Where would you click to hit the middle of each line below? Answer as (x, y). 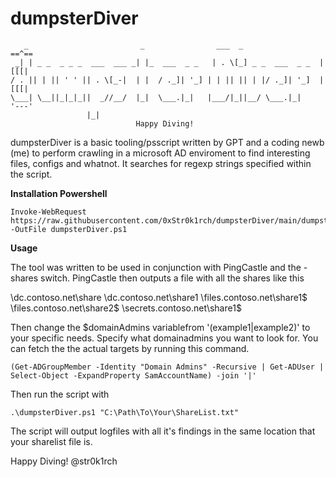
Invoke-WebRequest (48, 212)
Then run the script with (60, 394)
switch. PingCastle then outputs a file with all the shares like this (172, 278)
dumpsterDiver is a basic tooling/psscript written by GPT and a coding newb (167, 142)
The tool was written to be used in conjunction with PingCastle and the (156, 267)
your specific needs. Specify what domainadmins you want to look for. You (164, 338)
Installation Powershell (59, 193)
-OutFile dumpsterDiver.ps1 (69, 229)
